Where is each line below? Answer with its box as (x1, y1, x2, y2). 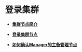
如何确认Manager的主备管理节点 (12, 41, 77, 47)
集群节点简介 (12, 21, 38, 27)
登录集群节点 (12, 31, 38, 37)
